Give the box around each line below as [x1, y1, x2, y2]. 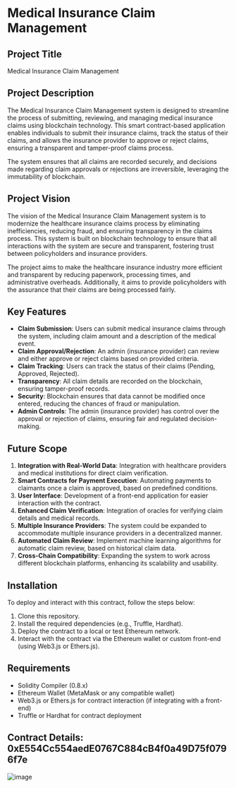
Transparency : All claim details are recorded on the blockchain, [17, 377, 203, 386]
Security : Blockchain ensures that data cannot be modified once [17, 392, 206, 401]
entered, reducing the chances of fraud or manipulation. [17, 399, 181, 408]
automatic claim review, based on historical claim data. [17, 544, 177, 553]
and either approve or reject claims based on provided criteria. [17, 355, 199, 363]
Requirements [7, 662, 70, 674]
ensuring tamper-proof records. [17, 384, 111, 393]
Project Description [7, 87, 94, 100]
